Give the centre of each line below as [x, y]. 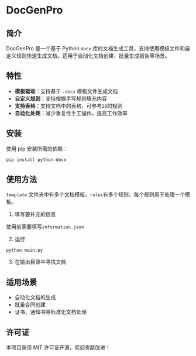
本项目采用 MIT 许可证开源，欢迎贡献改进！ [59, 347]
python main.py [25, 250]
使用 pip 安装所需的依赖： [37, 148]
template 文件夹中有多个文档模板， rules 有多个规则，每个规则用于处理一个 [96, 194]
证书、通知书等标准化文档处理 [50, 312]
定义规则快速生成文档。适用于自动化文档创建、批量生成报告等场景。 [88, 56]
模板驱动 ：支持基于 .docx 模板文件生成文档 [66, 91]
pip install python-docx [36, 160]
